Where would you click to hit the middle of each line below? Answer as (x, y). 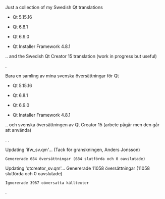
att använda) (18, 130)
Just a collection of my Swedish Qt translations (54, 7)
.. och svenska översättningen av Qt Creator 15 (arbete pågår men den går (82, 125)
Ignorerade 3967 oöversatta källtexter (47, 183)
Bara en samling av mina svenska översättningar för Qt (62, 76)
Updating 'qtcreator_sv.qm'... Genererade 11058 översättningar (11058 (78, 168)
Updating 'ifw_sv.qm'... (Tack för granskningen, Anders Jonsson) (73, 150)
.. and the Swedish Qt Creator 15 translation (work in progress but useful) (81, 56)
